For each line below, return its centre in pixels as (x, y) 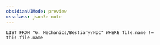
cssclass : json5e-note (34, 17)
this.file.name (25, 37)
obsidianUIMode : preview (36, 11)
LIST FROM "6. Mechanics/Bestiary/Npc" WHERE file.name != (80, 32)
